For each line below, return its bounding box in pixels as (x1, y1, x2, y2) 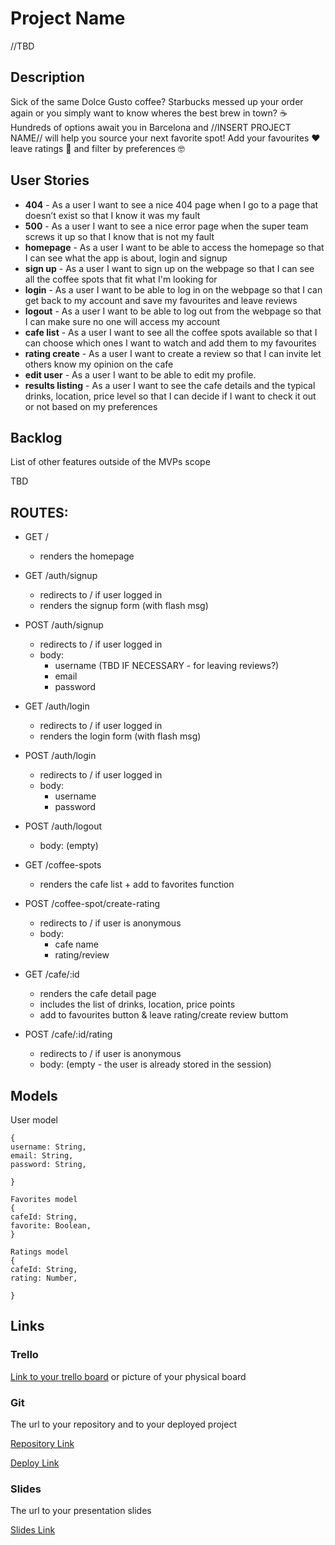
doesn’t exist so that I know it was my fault (24, 209, 201, 221)
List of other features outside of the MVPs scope (10, 456, 211, 468)
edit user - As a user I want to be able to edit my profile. (24, 368, 257, 381)
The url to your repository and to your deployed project (10, 1418, 237, 1430)
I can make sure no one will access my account (24, 315, 221, 327)
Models (10, 1087, 58, 1104)
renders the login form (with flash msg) (39, 730, 202, 742)
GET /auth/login (24, 700, 90, 712)
